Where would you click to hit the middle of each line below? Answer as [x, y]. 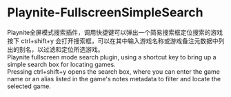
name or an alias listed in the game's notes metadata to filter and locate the [114, 79]
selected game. [29, 86]
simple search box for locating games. [61, 64]
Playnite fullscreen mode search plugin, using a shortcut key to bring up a [112, 57]
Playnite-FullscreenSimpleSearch [105, 13]
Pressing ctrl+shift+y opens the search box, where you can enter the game [114, 71]
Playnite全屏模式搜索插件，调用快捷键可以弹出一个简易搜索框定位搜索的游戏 [115, 32]
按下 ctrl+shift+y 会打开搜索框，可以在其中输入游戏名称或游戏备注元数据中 [113, 41]
